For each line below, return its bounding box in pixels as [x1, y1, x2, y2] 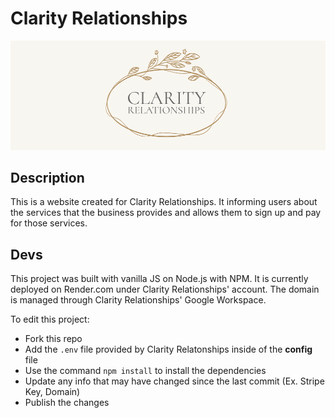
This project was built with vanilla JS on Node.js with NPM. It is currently [10, 273, 309, 285]
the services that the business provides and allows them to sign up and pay [10, 207, 322, 219]
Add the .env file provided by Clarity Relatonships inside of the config [24, 343, 313, 356]
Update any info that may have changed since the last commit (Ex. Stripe [24, 375, 325, 387]
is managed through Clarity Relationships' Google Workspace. [10, 294, 267, 306]
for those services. [10, 217, 88, 229]
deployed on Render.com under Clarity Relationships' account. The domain [10, 283, 320, 296]
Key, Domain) [24, 386, 81, 398]
